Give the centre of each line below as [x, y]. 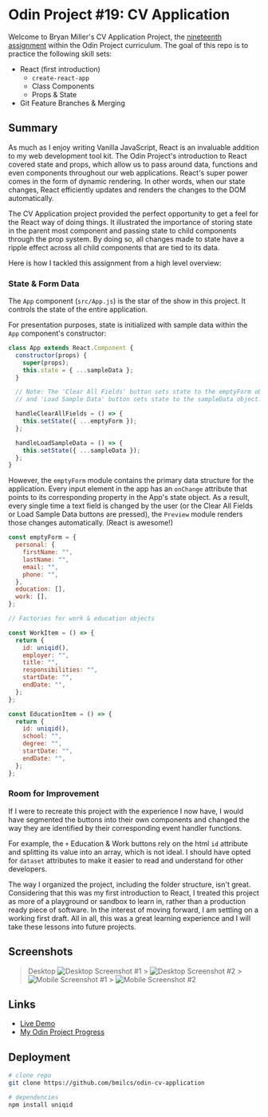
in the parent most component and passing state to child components [122, 230]
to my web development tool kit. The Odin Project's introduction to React [128, 155]
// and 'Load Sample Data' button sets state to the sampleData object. [139, 399]
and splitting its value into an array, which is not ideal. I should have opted [130, 852]
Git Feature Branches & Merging [72, 103]
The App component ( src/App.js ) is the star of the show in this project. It [127, 301]
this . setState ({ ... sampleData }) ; [82, 450]
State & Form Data [44, 283]
